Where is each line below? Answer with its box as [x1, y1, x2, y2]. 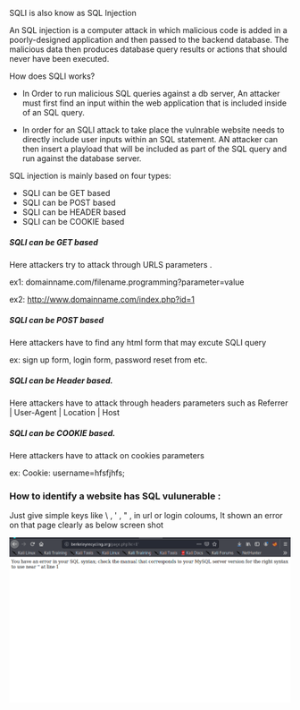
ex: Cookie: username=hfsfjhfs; [9, 467, 125, 478]
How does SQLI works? [9, 71, 96, 81]
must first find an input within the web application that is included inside [21, 98, 287, 108]
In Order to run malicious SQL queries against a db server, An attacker [21, 89, 280, 98]
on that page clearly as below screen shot [9, 519, 163, 531]
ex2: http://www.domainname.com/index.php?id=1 [9, 294, 195, 304]
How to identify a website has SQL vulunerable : [9, 490, 221, 502]
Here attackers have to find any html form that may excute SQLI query [9, 337, 267, 347]
